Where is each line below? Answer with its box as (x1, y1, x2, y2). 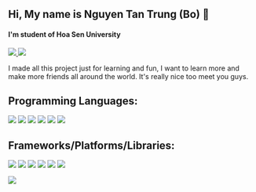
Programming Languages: (8, 94, 138, 107)
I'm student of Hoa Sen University (8, 29, 121, 39)
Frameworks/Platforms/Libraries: (8, 139, 175, 152)
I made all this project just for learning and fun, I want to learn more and (8, 63, 240, 73)
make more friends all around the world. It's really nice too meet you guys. (8, 71, 249, 81)
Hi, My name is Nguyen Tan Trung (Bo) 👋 (8, 8, 210, 21)
